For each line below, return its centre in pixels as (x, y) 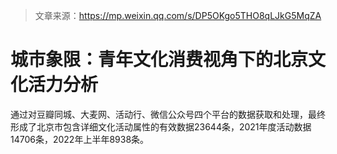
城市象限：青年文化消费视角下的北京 (159, 60)
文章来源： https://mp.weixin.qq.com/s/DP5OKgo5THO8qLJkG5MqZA (178, 15)
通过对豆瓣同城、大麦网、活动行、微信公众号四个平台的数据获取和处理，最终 (168, 114)
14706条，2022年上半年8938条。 (80, 139)
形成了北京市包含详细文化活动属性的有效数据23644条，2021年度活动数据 (161, 126)
